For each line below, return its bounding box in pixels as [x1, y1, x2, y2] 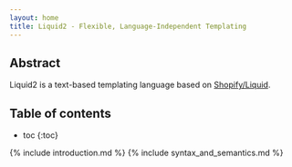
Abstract [9, 55, 61, 71]
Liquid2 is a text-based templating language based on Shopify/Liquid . [9, 79, 271, 91]
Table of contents [9, 105, 111, 121]
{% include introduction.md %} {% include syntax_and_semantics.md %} [9, 147, 284, 159]
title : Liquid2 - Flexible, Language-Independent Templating [9, 22, 247, 31]
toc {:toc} [22, 130, 59, 141]
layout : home [9, 13, 59, 23]
